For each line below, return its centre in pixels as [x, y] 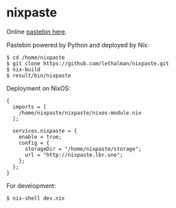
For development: [31, 185]
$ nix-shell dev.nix [36, 198]
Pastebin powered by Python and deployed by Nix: [78, 45]
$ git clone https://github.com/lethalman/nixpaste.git [88, 63]
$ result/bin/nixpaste [39, 76]
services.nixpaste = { [45, 131]
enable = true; [40, 137]
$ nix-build [23, 69]
